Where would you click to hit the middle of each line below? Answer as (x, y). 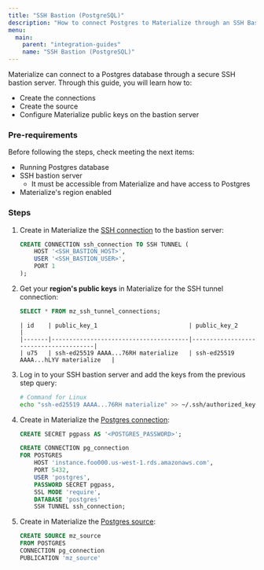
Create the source (49, 106)
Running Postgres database (64, 167)
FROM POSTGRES (42, 543)
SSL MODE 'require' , (68, 492)
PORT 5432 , (52, 470)
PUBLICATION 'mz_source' (60, 558)
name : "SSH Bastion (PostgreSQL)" (79, 52)
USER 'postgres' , (62, 477)
